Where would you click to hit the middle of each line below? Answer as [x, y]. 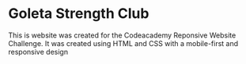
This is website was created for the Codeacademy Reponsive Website [122, 35]
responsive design [38, 52]
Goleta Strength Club [79, 14]
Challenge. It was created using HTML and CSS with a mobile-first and [123, 43]
